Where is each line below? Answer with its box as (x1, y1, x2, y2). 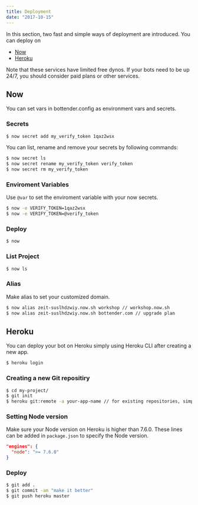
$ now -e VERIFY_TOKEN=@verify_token (6, 211, 99, 217)
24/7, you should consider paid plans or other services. (6, 72, 140, 79)
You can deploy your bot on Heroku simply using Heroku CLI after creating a (6, 342, 192, 349)
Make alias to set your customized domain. (6, 293, 110, 300)
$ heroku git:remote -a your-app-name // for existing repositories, (6, 398, 181, 404)
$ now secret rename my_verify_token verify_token (6, 161, 133, 167)
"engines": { (6, 443, 38, 450)
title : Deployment (6, 8, 51, 15)
